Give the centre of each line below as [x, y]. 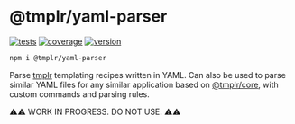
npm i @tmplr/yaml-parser [58, 58]
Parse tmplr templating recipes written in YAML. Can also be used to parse [148, 75]
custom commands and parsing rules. [80, 94]
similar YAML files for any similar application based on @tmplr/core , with [144, 84]
